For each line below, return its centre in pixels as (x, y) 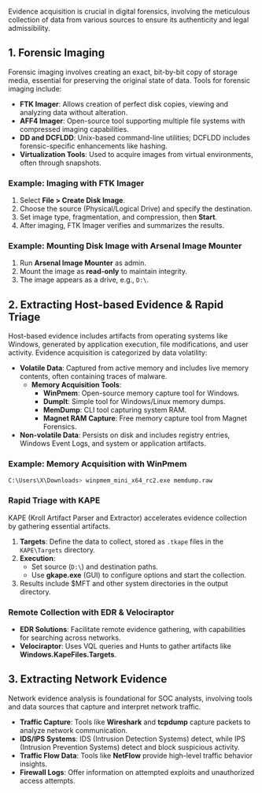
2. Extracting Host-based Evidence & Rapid (116, 304)
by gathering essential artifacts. (59, 526)
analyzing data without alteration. (74, 112)
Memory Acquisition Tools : (76, 385)
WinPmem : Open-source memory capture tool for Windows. (141, 393)
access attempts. (48, 780)
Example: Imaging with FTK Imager (76, 183)
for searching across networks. (70, 638)
